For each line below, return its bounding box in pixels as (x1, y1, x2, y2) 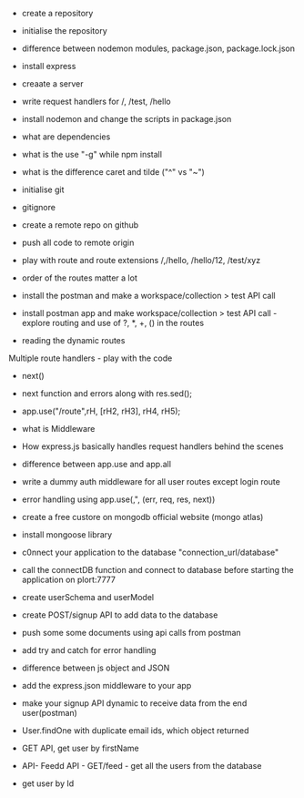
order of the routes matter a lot (21, 272, 137, 283)
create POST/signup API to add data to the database (21, 609, 218, 620)
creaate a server (21, 78, 84, 89)
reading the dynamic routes (21, 335, 126, 345)
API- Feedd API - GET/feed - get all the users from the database (21, 761, 262, 771)
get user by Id (21, 778, 75, 789)
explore (21, 318, 51, 328)
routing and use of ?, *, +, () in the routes (52, 318, 205, 328)
